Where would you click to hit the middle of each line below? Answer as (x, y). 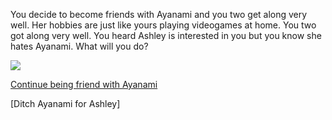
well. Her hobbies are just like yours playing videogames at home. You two (163, 25)
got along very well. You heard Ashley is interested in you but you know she (166, 35)
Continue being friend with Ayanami (84, 84)
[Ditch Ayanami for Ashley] (65, 103)
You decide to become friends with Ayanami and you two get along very (159, 14)
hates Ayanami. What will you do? (79, 46)
